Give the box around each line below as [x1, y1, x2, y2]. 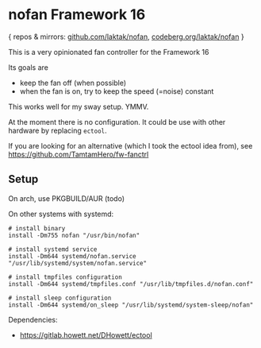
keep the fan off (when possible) [19, 78, 127, 87]
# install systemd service [8, 245, 98, 253]
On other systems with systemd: [8, 209, 114, 218]
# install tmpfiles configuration [8, 273, 123, 281]
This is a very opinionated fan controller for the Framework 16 [8, 47, 209, 56]
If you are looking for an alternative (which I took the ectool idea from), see [8, 141, 253, 150]
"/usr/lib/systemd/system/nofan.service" [8, 259, 148, 267]
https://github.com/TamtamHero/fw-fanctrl [8, 149, 149, 159]
